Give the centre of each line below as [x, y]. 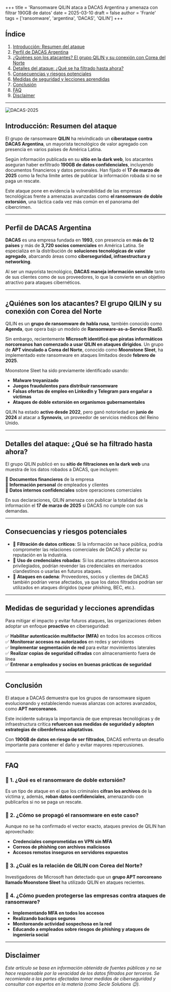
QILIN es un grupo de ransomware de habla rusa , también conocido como [84, 324]
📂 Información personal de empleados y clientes [57, 485]
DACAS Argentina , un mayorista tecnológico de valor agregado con [76, 144]
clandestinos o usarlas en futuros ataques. [57, 571]
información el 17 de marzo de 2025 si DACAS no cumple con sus [74, 505]
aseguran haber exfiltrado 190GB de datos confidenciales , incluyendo [79, 164]
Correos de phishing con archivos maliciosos [61, 847]
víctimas [22, 397]
